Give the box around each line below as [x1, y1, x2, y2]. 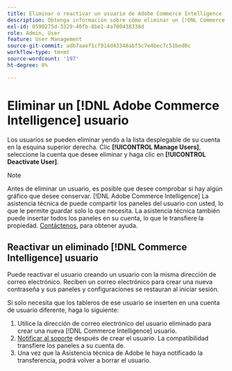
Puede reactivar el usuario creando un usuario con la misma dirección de [7, 270, 217, 279]
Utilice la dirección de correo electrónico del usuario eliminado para [17, 320, 212, 328]
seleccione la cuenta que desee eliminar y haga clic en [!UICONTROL [7, 150, 206, 158]
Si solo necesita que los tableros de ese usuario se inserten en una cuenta [7, 299, 220, 307]
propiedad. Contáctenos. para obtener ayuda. [7, 221, 138, 230]
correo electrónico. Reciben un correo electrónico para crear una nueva [7, 278, 213, 286]
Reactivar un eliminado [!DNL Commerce [7, 241, 188, 253]
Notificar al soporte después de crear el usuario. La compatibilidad [17, 334, 209, 343]
